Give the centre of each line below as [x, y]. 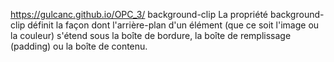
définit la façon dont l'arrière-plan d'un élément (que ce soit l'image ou [173, 25]
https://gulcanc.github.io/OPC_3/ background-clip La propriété [139, 14]
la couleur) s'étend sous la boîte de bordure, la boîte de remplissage [151, 35]
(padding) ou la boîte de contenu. [79, 46]
